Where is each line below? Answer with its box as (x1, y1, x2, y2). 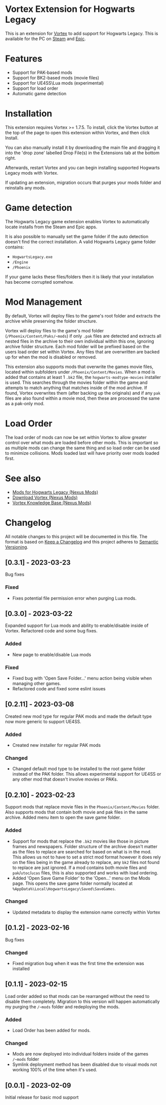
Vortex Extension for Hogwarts (5, 3, 135, 15)
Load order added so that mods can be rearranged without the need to (5, 993, 150, 999)
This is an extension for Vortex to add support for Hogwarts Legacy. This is (5, 30, 159, 36)
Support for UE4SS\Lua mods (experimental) (12, 80, 104, 86)
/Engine (12, 259, 28, 265)
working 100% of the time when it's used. (12, 1067, 98, 1073)
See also (5, 473, 41, 484)
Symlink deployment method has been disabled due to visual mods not (12, 1061, 157, 1067)
